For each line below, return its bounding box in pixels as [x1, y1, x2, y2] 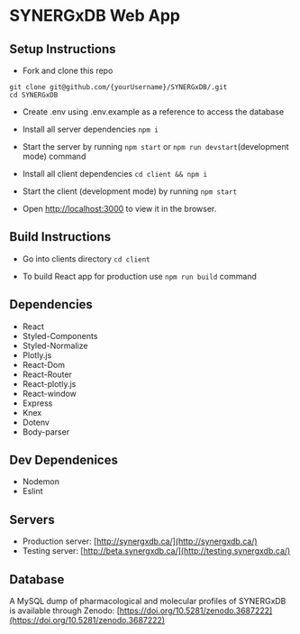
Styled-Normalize [22, 340, 88, 351]
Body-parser [22, 426, 70, 437]
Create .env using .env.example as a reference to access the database [22, 106, 285, 117]
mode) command [22, 151, 86, 161]
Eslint [22, 486, 43, 497]
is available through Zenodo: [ [9, 605, 120, 616]
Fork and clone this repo [22, 65, 114, 76]
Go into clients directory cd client [22, 253, 150, 264]
